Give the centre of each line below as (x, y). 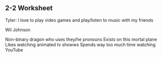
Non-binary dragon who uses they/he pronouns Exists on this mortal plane (81, 39)
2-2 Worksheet (29, 8)
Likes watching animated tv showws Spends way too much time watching (81, 45)
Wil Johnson (18, 30)
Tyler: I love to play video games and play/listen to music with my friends (79, 20)
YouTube (14, 50)
